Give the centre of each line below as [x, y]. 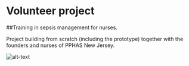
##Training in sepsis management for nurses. [62, 27]
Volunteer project [50, 11]
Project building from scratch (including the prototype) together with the [95, 39]
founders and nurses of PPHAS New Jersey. [61, 45]
